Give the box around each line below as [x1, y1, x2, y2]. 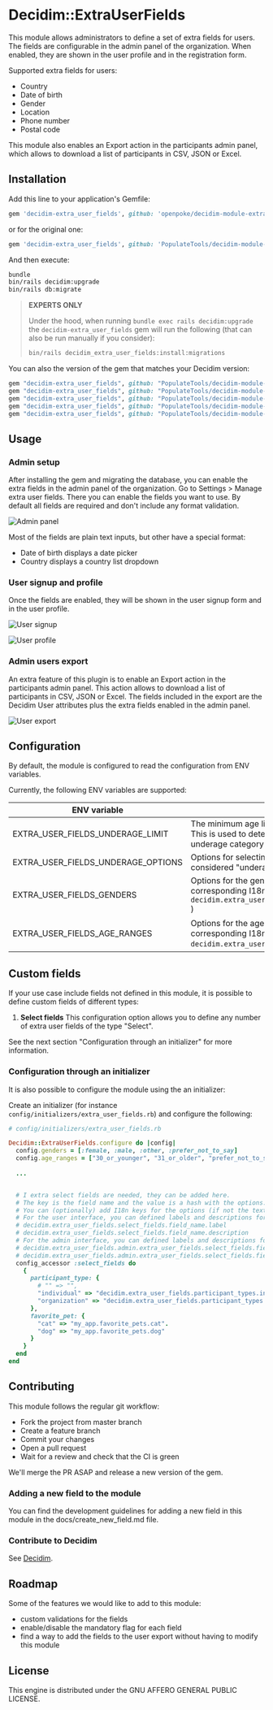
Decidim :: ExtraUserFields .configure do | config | [8, 1139, 176, 1147]
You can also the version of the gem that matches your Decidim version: [8, 364, 250, 373]
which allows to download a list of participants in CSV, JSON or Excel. [8, 149, 242, 158]
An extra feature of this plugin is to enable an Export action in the [8, 674, 226, 684]
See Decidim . [8, 1553, 54, 1563]
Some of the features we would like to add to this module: [8, 1599, 201, 1608]
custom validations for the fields [19, 1614, 128, 1624]
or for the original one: [8, 224, 84, 234]
